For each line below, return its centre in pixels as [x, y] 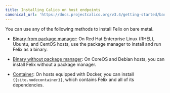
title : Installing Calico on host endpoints [53, 10]
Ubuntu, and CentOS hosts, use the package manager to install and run [87, 44]
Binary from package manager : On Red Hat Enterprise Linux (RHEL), [83, 39]
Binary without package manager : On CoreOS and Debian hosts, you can [89, 59]
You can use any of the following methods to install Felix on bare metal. [79, 29]
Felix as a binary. [30, 49]
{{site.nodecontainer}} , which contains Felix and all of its [73, 79]
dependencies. [28, 85]
